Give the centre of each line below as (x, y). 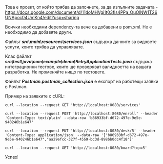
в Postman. (16, 87)
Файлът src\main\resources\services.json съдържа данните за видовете (81, 42)
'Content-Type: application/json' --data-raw (52, 135)
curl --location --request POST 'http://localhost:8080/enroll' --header (82, 114)
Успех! (12, 157)
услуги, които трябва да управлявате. (45, 47)
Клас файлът (18, 56)
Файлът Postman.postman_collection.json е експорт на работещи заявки (82, 81)
